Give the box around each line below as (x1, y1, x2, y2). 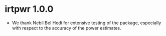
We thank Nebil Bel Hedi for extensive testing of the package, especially (12, 20, 161, 26)
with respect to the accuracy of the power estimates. (12, 25, 121, 31)
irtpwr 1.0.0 (5, 3, 54, 15)
